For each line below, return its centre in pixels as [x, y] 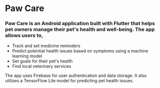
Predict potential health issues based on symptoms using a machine [80, 51]
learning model [27, 56]
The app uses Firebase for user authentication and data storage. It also [76, 75]
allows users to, [24, 36]
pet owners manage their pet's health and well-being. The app [80, 29]
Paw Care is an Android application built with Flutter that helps [80, 24]
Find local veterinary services [41, 66]
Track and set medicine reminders [46, 46]
